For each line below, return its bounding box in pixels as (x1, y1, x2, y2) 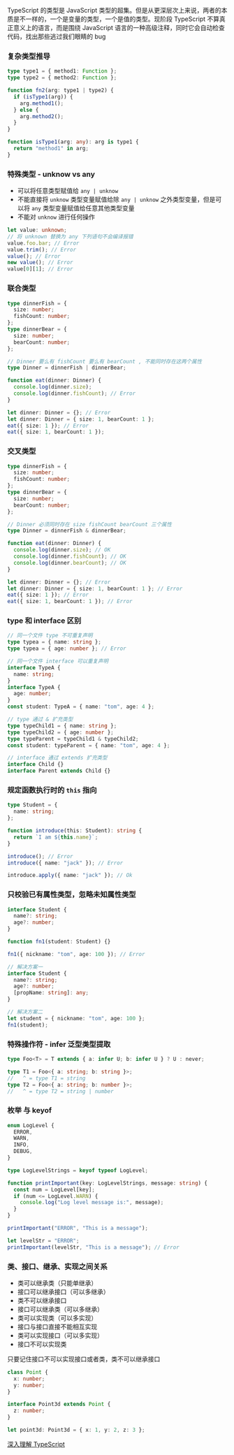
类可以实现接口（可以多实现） (17, 1331, 103, 1340)
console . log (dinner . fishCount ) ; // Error (13, 390, 136, 397)
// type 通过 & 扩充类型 (7, 716, 73, 723)
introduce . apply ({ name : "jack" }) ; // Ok (7, 872, 133, 879)
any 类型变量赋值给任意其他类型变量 (31, 204, 135, 212)
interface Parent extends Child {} (7, 767, 111, 774)
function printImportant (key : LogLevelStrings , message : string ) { (7, 1180, 208, 1187)
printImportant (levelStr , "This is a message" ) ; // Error (7, 1243, 180, 1251)
